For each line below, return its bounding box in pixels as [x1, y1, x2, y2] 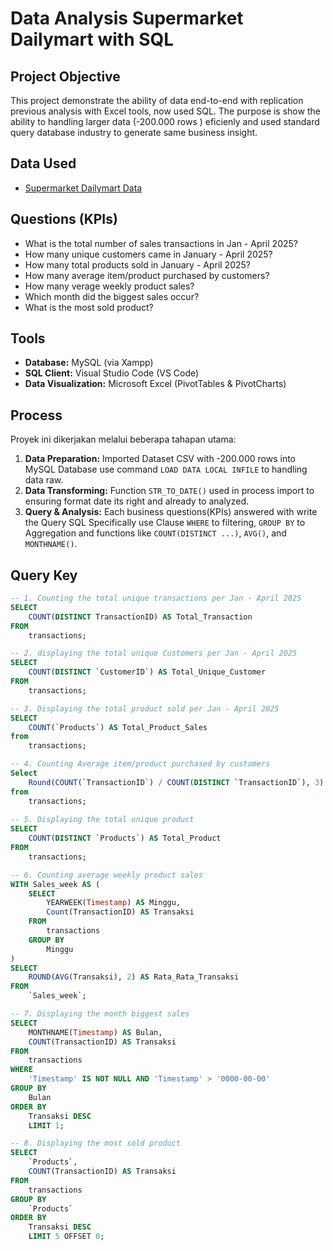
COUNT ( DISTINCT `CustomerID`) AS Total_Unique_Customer [28, 667, 267, 677]
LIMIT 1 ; [28, 1120, 65, 1131]
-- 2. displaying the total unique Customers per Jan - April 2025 [10, 648, 298, 659]
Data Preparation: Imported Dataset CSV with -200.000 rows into [24, 453, 296, 465]
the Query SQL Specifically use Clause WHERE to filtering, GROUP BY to [24, 517, 306, 529]
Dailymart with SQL [10, 28, 175, 51]
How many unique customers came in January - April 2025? [24, 248, 273, 260]
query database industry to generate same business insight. [10, 127, 258, 138]
